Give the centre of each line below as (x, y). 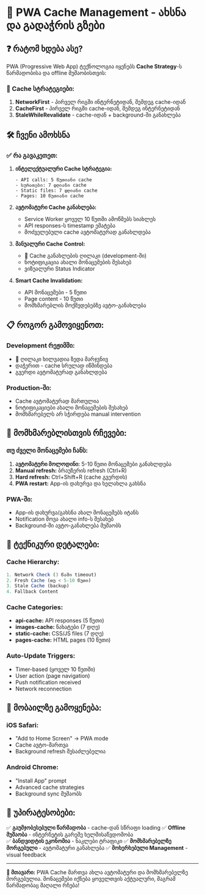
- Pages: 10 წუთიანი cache (49, 196)
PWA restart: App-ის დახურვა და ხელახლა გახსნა (81, 483)
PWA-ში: (20, 499)
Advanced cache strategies (50, 787)
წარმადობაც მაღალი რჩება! (43, 885)
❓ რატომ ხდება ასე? (45, 49)
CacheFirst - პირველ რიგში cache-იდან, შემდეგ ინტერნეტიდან (98, 109)
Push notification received (48, 682)
